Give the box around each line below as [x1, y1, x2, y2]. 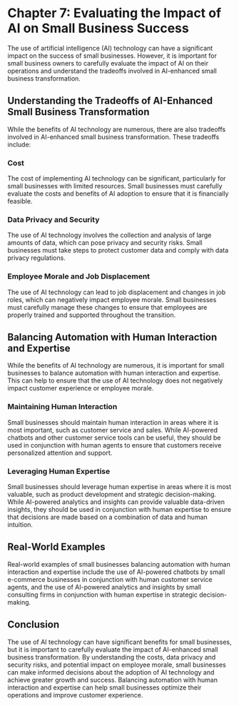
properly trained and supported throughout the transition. [7, 311, 176, 319]
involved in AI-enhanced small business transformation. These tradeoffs [7, 132, 220, 141]
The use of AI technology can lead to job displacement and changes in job [7, 288, 226, 296]
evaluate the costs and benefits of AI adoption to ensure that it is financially [7, 189, 229, 198]
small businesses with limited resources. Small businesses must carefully [7, 182, 223, 191]
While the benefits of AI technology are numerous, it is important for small [7, 361, 225, 370]
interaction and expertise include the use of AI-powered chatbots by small [7, 568, 225, 576]
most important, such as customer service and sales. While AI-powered [7, 425, 218, 434]
